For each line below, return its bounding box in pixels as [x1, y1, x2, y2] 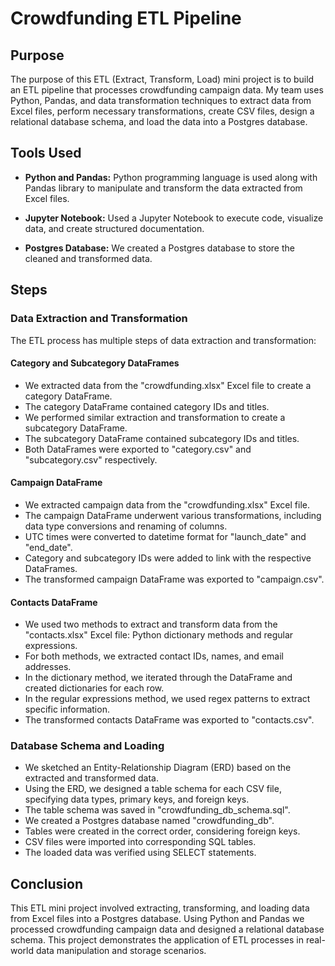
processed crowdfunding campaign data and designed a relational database [10, 923, 325, 936]
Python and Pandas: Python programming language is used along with [24, 171, 318, 183]
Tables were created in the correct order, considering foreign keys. [24, 825, 301, 837]
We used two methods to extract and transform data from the [24, 618, 278, 631]
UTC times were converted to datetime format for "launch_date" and [24, 530, 307, 542]
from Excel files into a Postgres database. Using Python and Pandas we [10, 913, 305, 925]
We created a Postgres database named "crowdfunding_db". [24, 815, 275, 827]
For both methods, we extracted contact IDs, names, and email [24, 650, 284, 662]
